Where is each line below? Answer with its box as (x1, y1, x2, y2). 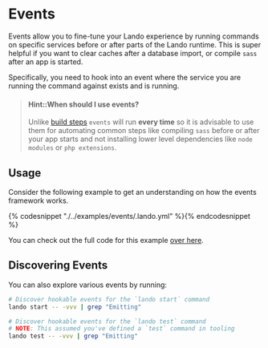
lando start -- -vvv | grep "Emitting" (8, 302, 142, 311)
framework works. (8, 196, 69, 205)
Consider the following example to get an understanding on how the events (8, 187, 257, 196)
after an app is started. (8, 57, 83, 67)
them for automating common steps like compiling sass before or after (27, 126, 260, 136)
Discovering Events (8, 258, 108, 273)
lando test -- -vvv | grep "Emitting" (8, 332, 138, 341)
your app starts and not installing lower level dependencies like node (27, 134, 253, 144)
